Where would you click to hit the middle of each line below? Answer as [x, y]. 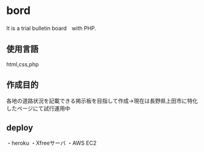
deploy [20, 127]
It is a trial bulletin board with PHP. [51, 28]
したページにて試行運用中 [38, 108]
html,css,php [23, 64]
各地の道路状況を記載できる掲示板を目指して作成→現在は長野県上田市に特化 [102, 100]
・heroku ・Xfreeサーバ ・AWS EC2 [51, 143]
